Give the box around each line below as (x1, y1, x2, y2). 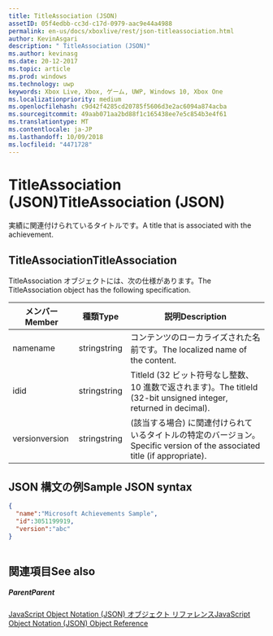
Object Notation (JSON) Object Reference (8, 618, 149, 628)
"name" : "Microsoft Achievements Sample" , (15, 509, 158, 517)
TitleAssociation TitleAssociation (8, 253, 177, 267)
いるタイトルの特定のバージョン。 (130, 429, 260, 441)
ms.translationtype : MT (8, 118, 89, 126)
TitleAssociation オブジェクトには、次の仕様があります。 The (8, 276, 211, 285)
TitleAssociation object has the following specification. (8, 285, 191, 295)
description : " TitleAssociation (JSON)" (8, 42, 151, 50)
